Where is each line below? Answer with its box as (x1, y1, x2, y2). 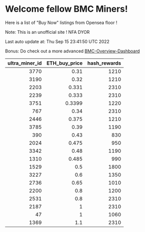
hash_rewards (87, 60, 121, 67)
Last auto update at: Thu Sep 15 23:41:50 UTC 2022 (5, 38, 110, 45)
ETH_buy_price (46, 60, 83, 67)
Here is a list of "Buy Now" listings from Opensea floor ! (5, 20, 118, 25)
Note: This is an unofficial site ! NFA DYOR (5, 29, 90, 35)
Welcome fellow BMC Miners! (5, 3, 128, 15)
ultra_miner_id (7, 60, 42, 67)
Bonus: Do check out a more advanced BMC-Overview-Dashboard (5, 48, 140, 54)
